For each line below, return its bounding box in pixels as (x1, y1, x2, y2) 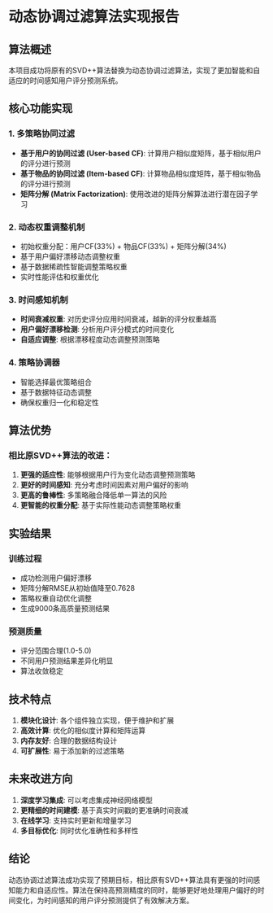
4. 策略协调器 (8, 357, 61, 369)
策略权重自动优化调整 (19, 593, 92, 603)
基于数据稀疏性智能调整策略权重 (19, 261, 128, 271)
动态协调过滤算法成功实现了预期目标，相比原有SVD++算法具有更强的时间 (8, 875, 253, 885)
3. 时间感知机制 (8, 294, 69, 305)
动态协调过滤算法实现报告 (8, 7, 180, 26)
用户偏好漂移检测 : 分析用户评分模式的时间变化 (19, 325, 175, 334)
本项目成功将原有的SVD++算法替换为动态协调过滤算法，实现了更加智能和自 (8, 66, 261, 75)
